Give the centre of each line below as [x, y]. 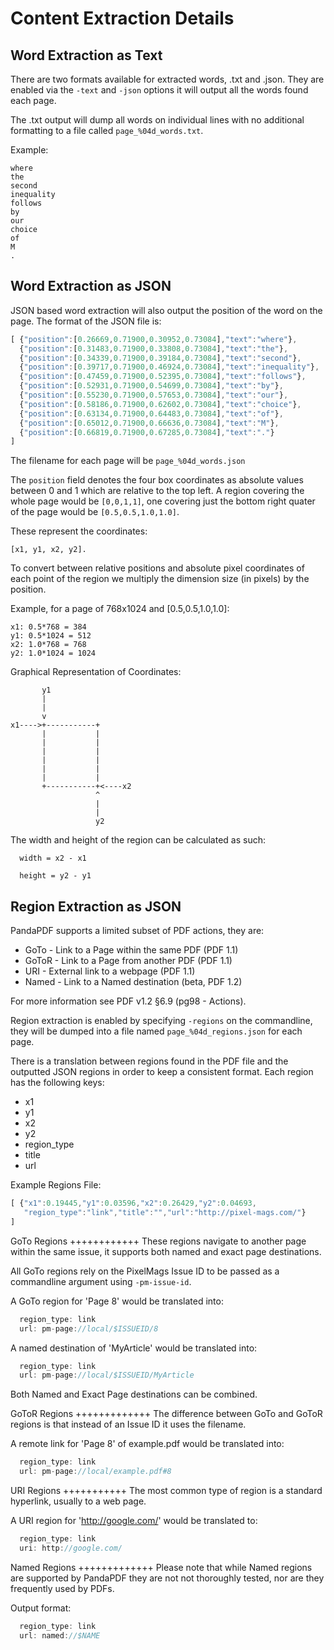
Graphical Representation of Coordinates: [96, 672]
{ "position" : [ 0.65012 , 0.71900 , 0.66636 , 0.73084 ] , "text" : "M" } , [149, 423]
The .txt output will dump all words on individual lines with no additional [157, 120]
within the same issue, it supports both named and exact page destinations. [166, 1251]
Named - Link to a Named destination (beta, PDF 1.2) [133, 982]
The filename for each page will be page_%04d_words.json [128, 461]
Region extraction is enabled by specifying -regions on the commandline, [161, 1021]
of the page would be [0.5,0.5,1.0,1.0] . [95, 512]
